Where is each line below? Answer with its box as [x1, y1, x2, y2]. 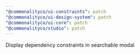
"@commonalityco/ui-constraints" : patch [5, 8, 107, 15]
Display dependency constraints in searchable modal [5, 42, 135, 49]
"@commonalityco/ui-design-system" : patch [5, 14, 112, 20]
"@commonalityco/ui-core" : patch [5, 20, 88, 26]
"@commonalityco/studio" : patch [5, 25, 85, 31]
